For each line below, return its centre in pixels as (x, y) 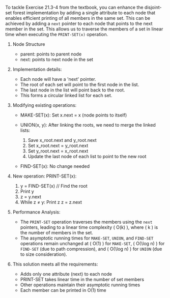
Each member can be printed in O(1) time (63, 290)
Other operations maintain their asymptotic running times (80, 285)
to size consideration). (44, 254)
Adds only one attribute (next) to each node (66, 274)
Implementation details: (37, 69)
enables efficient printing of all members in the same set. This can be (78, 18)
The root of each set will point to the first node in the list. (80, 84)
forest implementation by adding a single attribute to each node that (84, 13)
